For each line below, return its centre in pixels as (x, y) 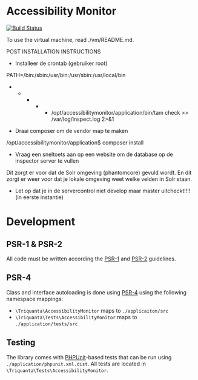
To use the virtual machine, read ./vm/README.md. (70, 39)
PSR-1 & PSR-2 (34, 244)
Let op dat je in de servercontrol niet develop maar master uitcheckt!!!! (103, 191)
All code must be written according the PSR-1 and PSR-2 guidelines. (91, 259)
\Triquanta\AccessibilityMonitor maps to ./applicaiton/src (92, 310)
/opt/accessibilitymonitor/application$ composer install (75, 142)
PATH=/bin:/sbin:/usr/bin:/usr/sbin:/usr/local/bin (66, 75)
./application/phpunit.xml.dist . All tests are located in (76, 364)
